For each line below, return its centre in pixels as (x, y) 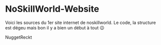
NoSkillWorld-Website (52, 9)
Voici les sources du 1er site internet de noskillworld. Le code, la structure (80, 22)
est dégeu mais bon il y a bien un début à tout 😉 (55, 27)
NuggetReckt (19, 37)
